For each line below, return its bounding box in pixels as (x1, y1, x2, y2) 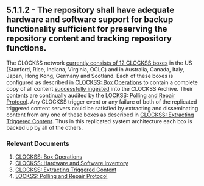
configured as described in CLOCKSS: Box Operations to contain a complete (6, 79, 198, 86)
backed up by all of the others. (6, 124, 83, 131)
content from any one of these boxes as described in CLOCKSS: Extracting (6, 111, 194, 118)
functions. (6, 43, 47, 54)
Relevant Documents (6, 139, 69, 148)
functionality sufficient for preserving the (6, 24, 167, 34)
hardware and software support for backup (6, 15, 174, 25)
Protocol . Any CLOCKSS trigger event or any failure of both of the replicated (6, 98, 197, 106)
